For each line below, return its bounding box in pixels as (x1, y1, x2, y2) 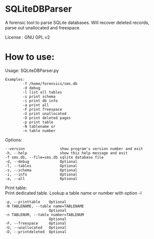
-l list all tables (22, 89, 63, 95)
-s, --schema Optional (5, 168, 78, 173)
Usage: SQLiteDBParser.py (5, 67, 59, 73)
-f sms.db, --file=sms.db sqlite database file (5, 155, 104, 160)
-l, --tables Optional (5, 163, 78, 168)
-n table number (22, 128, 56, 133)
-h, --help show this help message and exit (5, 151, 128, 155)
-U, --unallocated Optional (5, 225, 67, 230)
